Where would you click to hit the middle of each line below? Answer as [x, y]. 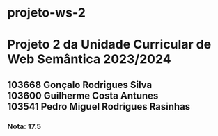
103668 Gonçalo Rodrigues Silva [80, 85]
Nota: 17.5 [24, 126]
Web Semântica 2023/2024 [89, 59]
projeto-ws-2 [46, 13]
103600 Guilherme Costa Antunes [83, 95]
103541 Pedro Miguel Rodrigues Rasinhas [99, 107]
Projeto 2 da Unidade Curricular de [109, 45]
